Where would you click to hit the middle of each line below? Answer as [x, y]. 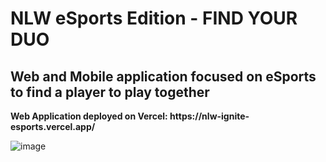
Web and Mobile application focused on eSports [163, 76]
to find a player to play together [110, 92]
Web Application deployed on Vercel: [89, 116]
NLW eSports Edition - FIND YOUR [154, 18]
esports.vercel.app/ [53, 126]
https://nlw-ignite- [209, 116]
